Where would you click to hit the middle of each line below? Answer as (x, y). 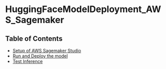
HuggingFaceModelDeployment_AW (83, 9)
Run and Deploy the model (40, 56)
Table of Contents (34, 39)
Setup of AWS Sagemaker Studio (47, 51)
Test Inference (27, 61)
